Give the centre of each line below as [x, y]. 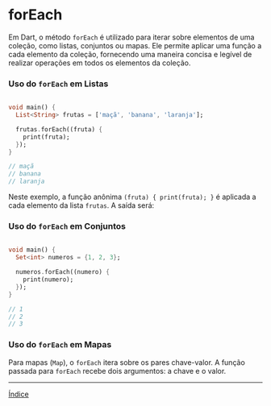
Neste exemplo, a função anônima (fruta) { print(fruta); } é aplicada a [132, 197]
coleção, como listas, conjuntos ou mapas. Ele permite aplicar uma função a [135, 45]
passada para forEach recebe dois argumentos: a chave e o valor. [117, 371]
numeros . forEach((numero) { [63, 272]
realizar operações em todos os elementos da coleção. [100, 63]
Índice [19, 394]
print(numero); [48, 280]
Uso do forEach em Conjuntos [67, 226]
